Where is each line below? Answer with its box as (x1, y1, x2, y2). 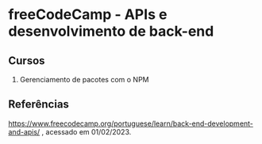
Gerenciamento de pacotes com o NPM (19, 75, 149, 84)
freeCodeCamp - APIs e (8, 6, 168, 24)
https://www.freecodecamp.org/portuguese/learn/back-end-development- (8, 119, 254, 128)
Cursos (8, 54, 45, 67)
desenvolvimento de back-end (8, 22, 214, 40)
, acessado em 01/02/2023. (41, 127, 132, 136)
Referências (8, 97, 70, 112)
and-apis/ (8, 127, 40, 136)
